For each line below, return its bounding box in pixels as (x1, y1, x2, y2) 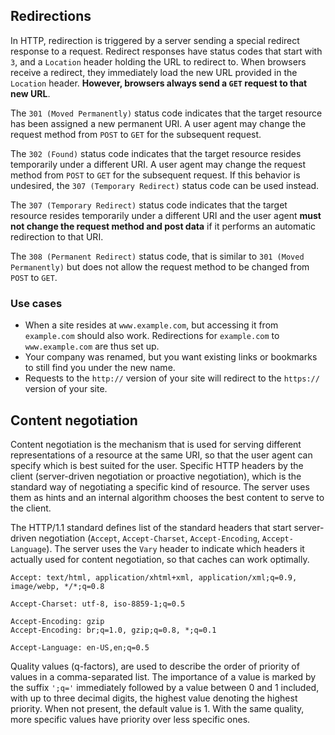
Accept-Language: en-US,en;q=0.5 (10, 642, 150, 653)
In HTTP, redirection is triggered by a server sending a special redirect (10, 34, 300, 46)
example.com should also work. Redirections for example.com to (24, 330, 280, 342)
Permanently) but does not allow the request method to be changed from (10, 260, 310, 273)
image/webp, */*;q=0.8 (10, 581, 105, 591)
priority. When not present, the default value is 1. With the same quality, (10, 702, 305, 714)
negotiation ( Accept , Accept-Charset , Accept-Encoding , (38, 532, 260, 544)
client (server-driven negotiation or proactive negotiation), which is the (10, 470, 302, 482)
